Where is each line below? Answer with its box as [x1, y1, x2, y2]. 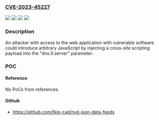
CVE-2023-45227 [5, 4, 50, 11]
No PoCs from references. [5, 86, 59, 92]
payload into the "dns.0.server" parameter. [5, 50, 94, 56]
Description [5, 28, 35, 35]
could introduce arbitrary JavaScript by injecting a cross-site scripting [5, 45, 150, 51]
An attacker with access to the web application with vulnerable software [5, 39, 154, 46]
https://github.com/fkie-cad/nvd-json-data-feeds [12, 109, 115, 115]
